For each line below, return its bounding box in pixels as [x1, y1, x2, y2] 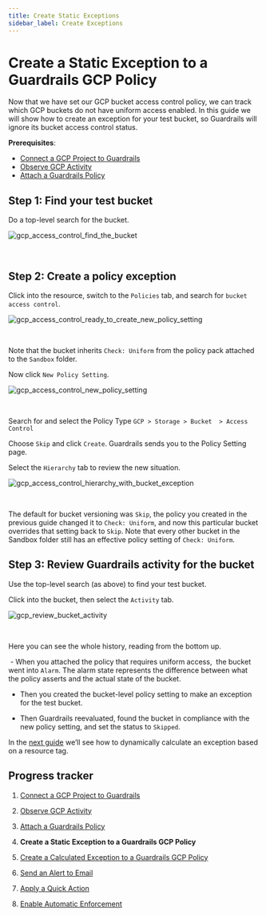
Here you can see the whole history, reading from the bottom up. [8, 641, 222, 651]
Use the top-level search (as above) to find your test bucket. [8, 579, 207, 589]
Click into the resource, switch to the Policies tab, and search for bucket [8, 291, 248, 300]
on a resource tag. [8, 745, 69, 755]
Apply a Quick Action [19, 883, 89, 893]
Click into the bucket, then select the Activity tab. [8, 594, 174, 605]
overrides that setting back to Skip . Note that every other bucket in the [8, 526, 240, 536]
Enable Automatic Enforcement [19, 898, 122, 909]
